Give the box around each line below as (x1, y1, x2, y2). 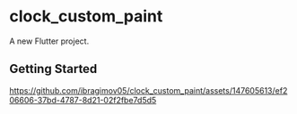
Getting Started (9, 61, 98, 77)
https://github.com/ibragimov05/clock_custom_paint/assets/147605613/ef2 (9, 85, 288, 95)
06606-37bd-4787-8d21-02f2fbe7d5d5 (9, 94, 157, 105)
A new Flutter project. (9, 36, 90, 46)
